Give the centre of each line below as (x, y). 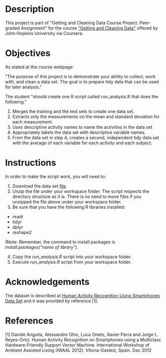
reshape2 (22, 232)
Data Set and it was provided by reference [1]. (52, 301)
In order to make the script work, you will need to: (56, 176)
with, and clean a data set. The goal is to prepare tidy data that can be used (82, 81)
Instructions (31, 163)
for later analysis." (23, 87)
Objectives (28, 53)
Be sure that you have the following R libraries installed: (69, 207)
